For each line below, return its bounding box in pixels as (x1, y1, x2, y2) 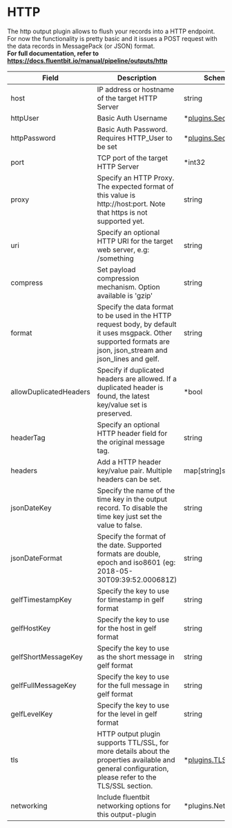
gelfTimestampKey (10, 594, 72, 604)
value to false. (97, 520, 143, 530)
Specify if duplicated (97, 365, 164, 375)
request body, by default (97, 319, 177, 329)
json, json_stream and (97, 345, 168, 355)
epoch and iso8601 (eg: (97, 557, 176, 567)
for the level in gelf (97, 709, 157, 719)
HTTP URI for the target (97, 236, 174, 246)
